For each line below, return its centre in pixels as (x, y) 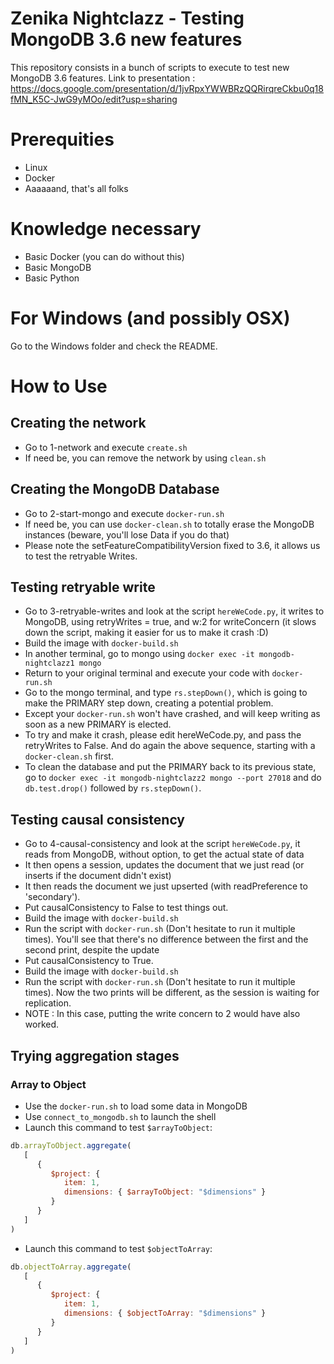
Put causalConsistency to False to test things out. (126, 908)
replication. (48, 1003)
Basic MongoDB (58, 267)
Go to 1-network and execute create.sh (106, 447)
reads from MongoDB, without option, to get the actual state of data (164, 854)
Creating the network (78, 423)
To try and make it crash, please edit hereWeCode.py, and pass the (163, 735)
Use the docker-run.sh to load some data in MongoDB (136, 1106)
